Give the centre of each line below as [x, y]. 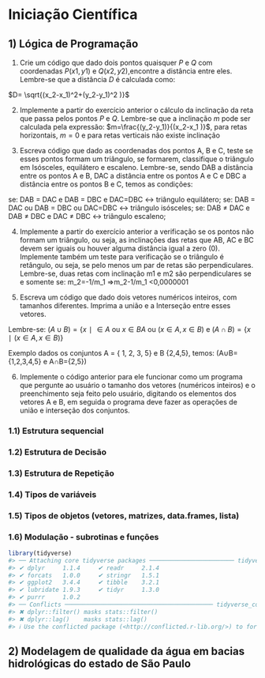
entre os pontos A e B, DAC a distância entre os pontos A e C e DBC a [133, 176]
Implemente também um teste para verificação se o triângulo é [122, 257]
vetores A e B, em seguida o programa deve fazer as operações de [129, 402]
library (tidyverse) [40, 553]
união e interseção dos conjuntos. [75, 410]
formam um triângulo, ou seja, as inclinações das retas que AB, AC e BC [136, 240]
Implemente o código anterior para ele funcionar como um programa [131, 377]
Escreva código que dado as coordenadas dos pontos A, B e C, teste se [136, 151]
